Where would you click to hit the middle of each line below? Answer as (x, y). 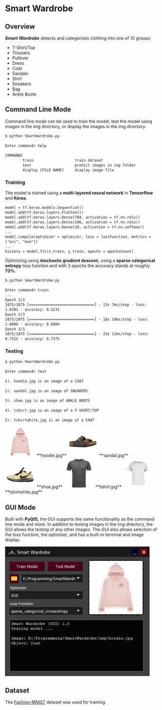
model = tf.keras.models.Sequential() (44, 208)
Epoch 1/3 (15, 300)
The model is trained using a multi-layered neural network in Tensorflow (79, 193)
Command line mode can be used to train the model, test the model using (79, 121)
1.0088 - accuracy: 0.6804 (32, 325)
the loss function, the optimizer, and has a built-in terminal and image (74, 535)
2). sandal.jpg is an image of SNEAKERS (47, 391)
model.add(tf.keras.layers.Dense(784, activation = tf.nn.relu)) (72, 217)
